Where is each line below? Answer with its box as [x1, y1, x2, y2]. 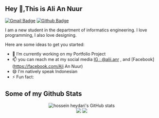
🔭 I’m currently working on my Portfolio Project [12, 51, 106, 57]
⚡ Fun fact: [12, 74, 34, 80]
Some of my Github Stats [5, 90, 82, 98]
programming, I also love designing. [5, 32, 77, 38]
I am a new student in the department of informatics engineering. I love [5, 27, 147, 33]
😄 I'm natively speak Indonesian [12, 68, 78, 74]
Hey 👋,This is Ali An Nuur [5, 5, 83, 13]
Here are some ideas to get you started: [5, 42, 85, 47]
